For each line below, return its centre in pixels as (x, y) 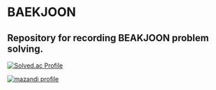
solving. (25, 48)
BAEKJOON (42, 12)
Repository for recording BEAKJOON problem (108, 38)
